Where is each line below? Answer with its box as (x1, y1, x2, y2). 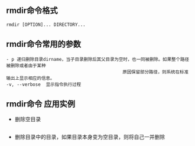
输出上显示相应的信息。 (6, 75, 55, 81)
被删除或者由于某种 (6, 63, 46, 69)
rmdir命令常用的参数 (6, 39, 82, 49)
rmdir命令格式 (6, 5, 58, 16)
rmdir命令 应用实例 (6, 99, 76, 109)
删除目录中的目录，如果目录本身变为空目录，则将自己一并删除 (14, 134, 165, 141)
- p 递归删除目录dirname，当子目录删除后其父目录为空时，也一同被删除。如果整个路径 (6, 56, 189, 62)
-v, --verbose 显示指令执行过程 (6, 82, 82, 87)
